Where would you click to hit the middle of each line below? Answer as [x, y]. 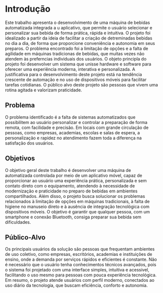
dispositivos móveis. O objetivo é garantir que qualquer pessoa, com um [77, 211]
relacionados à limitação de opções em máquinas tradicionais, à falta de [77, 201]
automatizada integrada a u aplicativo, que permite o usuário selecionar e [79, 27]
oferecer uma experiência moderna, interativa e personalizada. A [70, 69]
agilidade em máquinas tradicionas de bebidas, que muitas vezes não [75, 53]
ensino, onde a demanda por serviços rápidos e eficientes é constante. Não [81, 259]
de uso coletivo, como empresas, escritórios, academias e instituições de [79, 254]
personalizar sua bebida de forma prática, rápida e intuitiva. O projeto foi [78, 33]
